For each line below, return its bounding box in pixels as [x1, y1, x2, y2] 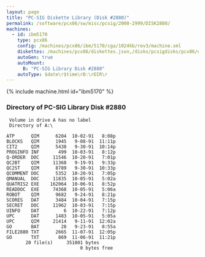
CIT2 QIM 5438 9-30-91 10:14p [6, 144, 116, 150]
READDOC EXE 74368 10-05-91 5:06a [6, 186, 116, 192]
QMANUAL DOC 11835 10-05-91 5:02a [6, 175, 116, 181]
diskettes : [17, 49, 45, 55]
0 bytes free [80, 245, 113, 251]
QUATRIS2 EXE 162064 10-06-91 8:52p [6, 181, 116, 187]
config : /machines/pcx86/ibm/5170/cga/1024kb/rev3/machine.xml [17, 43, 182, 49]
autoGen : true [17, 54, 53, 60]
